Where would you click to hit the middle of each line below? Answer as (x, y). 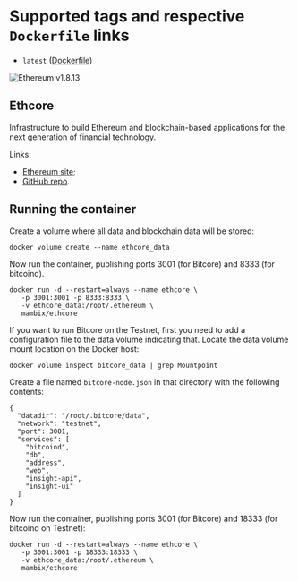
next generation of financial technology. (83, 137)
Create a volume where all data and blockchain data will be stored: (132, 231)
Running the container (73, 209)
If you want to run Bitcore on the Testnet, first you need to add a (128, 329)
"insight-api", (54, 478)
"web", (38, 470)
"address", (46, 463)
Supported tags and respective (127, 17)
